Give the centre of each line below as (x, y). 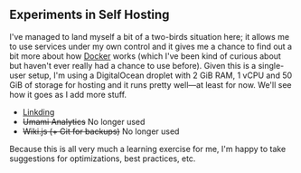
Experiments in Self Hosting (89, 15)
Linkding (38, 111)
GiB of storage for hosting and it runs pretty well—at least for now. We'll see (150, 84)
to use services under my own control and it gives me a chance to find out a (150, 46)
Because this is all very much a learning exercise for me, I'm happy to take (148, 149)
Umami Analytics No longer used (84, 121)
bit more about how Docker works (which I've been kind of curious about (146, 56)
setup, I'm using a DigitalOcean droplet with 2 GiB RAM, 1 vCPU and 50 (160, 75)
